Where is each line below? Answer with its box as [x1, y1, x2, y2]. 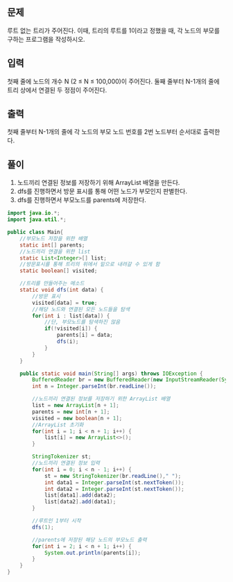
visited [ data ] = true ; [32, 299, 98, 306]
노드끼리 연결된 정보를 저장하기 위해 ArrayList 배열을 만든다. [17, 178, 180, 187]
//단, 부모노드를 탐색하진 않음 [44, 319, 121, 326]
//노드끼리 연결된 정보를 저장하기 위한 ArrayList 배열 [32, 395, 171, 403]
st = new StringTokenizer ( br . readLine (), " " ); [44, 472, 182, 479]
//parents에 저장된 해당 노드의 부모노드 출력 [32, 536, 147, 543]
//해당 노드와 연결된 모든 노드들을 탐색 [32, 306, 130, 313]
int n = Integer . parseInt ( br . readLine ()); [32, 383, 157, 390]
